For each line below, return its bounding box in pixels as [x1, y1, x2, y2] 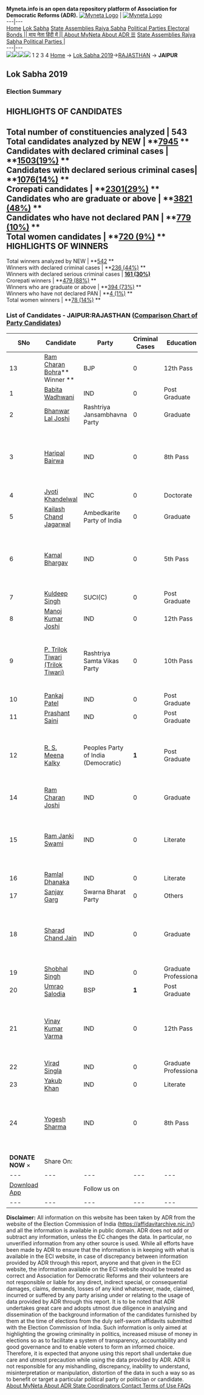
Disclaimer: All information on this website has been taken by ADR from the [6, 1214, 195, 1221]
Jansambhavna [83, 410, 127, 419]
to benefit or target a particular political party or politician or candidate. [6, 1376, 184, 1383]
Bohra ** [44, 368, 70, 376]
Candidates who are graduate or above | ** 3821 [6, 194, 193, 204]
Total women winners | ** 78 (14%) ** [6, 296, 101, 303]
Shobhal [44, 965, 68, 973]
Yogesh [44, 1114, 66, 1123]
